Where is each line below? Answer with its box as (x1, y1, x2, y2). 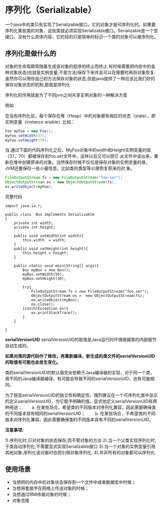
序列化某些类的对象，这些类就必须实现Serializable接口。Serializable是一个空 (5, 27, 158, 33)
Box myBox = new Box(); (22, 268, 71, 273)
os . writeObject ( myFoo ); (5, 184, 54, 190)
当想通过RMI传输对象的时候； (12, 491, 72, 497)
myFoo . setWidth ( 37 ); (5, 133, 47, 138)
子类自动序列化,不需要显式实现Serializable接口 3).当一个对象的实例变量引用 (5, 444, 156, 449)
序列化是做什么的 (5, 49, 56, 58)
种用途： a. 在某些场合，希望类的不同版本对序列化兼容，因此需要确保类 (5, 404, 156, 410)
